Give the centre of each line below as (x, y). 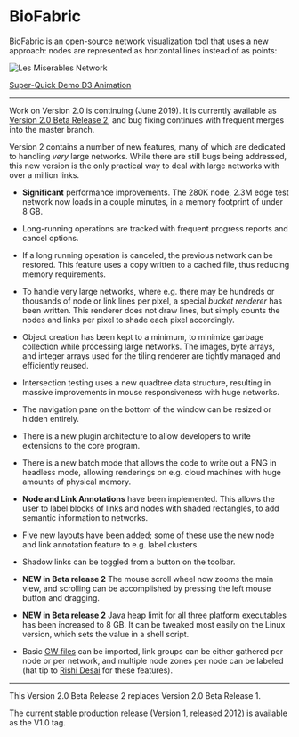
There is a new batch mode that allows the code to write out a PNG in (149, 462)
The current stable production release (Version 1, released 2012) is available (148, 713)
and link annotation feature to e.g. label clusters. (111, 544)
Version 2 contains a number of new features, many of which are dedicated (148, 146)
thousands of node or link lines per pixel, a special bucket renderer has (152, 301)
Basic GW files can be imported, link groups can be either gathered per (153, 651)
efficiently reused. (55, 365)
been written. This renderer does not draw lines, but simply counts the (151, 310)
